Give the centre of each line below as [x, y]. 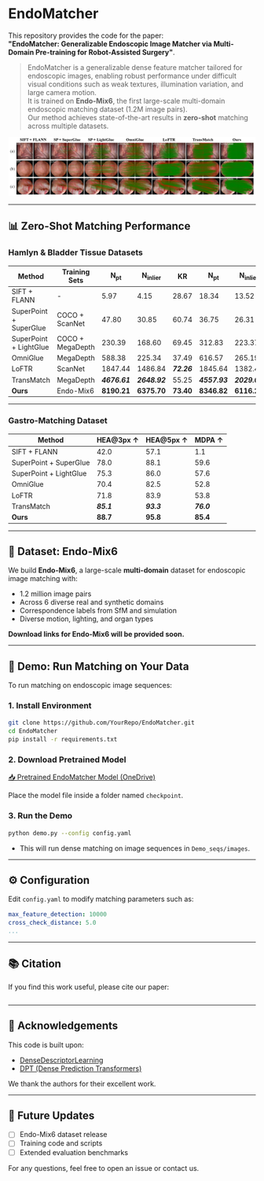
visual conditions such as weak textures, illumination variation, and [135, 84]
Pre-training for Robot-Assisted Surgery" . [105, 52]
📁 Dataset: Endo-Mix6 [63, 551]
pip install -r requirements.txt [63, 740]
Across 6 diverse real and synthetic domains [92, 602]
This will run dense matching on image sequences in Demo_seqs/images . [135, 848]
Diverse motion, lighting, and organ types [86, 619]
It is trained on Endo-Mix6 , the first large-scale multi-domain [126, 101]
